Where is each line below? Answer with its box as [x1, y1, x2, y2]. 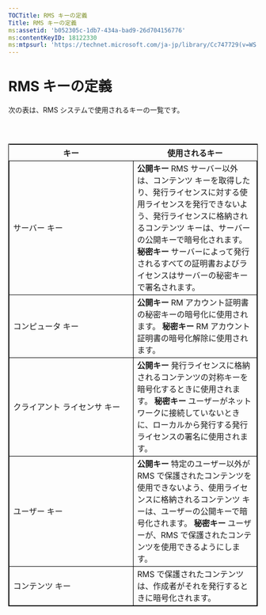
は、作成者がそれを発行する [137, 581, 241, 592]
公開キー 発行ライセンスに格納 [137, 360, 251, 371]
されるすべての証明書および [137, 258, 240, 269]
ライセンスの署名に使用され [137, 431, 241, 442]
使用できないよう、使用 [137, 482, 225, 493]
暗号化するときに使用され [137, 384, 233, 395]
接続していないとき [169, 408, 241, 419]
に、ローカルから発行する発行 [137, 419, 249, 431]
